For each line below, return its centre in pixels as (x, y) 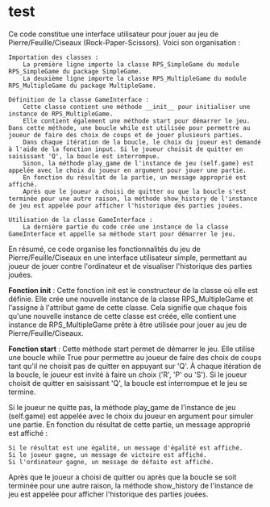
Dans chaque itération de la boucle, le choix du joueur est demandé (142, 142)
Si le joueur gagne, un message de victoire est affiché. (108, 455)
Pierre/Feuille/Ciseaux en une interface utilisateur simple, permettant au (128, 258)
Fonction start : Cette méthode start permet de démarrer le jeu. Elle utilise (132, 349)
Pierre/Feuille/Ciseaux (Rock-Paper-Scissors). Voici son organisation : (125, 42)
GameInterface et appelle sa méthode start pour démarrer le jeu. (122, 234)
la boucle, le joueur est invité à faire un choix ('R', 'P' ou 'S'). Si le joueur (128, 375)
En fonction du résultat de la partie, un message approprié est (135, 177)
